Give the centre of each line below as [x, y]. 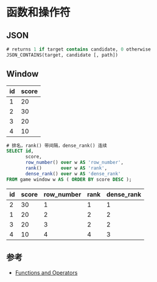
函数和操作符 [39, 12]
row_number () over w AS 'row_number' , [74, 163]
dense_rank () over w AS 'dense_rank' [73, 174]
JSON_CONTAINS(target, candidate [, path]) [62, 55]
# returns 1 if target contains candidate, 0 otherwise [78, 49]
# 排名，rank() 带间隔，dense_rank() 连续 [57, 146]
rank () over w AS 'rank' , [66, 168]
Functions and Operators [46, 272]
